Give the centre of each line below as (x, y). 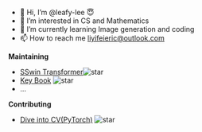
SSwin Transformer (51, 72)
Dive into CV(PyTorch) (56, 120)
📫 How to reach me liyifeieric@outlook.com (92, 38)
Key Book (35, 80)
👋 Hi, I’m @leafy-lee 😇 (57, 12)
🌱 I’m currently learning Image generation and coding (107, 29)
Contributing (30, 104)
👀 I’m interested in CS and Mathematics (84, 21)
